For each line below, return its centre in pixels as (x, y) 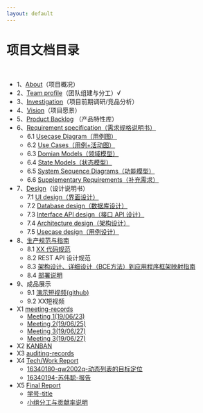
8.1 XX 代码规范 (48, 249)
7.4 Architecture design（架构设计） (78, 223)
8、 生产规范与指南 (43, 240)
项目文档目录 (43, 50)
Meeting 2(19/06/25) (56, 323)
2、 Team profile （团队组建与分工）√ (69, 93)
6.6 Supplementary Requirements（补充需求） (93, 179)
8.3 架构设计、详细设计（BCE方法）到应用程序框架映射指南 (111, 266)
